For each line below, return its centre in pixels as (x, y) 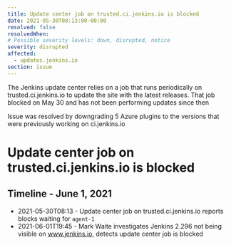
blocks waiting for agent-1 (56, 219)
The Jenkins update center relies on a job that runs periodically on (105, 87)
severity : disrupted (38, 47)
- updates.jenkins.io (46, 61)
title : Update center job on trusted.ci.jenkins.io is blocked (103, 14)
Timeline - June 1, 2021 (60, 194)
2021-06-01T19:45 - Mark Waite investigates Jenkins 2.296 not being (120, 226)
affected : (22, 54)
